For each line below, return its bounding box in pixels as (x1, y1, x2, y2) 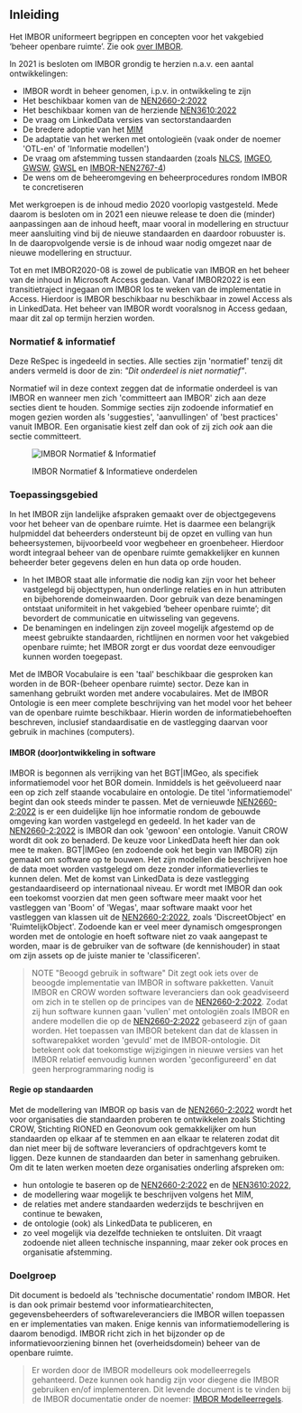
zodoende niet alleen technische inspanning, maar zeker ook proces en (22, 1237, 288, 1248)
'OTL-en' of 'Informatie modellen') (22, 143, 151, 154)
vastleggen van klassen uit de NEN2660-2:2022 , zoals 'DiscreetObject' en (9, 911, 287, 922)
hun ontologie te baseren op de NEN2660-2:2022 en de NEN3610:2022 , (22, 1179, 291, 1190)
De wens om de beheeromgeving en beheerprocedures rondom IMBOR (22, 172, 288, 183)
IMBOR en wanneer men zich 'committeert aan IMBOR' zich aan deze (9, 392, 267, 403)
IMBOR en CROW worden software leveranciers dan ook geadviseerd (31, 986, 289, 997)
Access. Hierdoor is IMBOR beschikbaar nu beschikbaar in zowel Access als (9, 293, 293, 304)
